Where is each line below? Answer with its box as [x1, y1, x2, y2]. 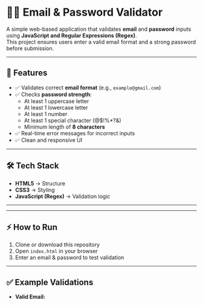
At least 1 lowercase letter [24, 104, 89, 111]
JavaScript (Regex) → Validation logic [14, 193, 111, 200]
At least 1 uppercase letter [24, 97, 89, 104]
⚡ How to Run [6, 222, 58, 232]
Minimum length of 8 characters [24, 123, 106, 130]
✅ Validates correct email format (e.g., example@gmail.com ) [14, 84, 161, 91]
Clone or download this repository [14, 241, 100, 248]
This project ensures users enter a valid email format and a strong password [6, 38, 196, 45]
